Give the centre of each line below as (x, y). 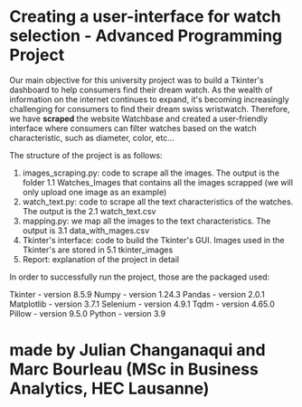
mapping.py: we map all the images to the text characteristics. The (146, 221)
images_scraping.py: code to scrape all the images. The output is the (151, 173)
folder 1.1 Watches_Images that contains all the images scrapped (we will (158, 182)
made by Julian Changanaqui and (137, 350)
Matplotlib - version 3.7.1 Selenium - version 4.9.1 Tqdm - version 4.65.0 (142, 304)
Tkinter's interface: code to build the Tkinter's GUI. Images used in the (153, 240)
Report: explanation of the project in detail (100, 259)
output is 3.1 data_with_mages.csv (86, 230)
